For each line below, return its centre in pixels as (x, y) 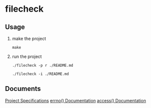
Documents (23, 89)
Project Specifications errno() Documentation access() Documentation (76, 100)
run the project (27, 56)
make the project (29, 38)
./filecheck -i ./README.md (40, 74)
